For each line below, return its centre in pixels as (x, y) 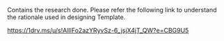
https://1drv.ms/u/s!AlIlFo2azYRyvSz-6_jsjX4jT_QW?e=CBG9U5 (98, 30)
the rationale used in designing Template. (66, 17)
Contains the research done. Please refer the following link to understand (112, 10)
